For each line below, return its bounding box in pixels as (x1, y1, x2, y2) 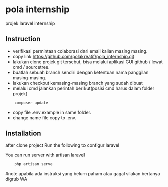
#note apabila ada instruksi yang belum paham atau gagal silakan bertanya (5, 171, 160, 177)
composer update (14, 100, 49, 105)
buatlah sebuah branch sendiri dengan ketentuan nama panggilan (12, 69, 149, 75)
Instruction (5, 35, 41, 43)
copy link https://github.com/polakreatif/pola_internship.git (12, 53, 135, 59)
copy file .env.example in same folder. (12, 109, 92, 115)
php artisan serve (14, 162, 53, 167)
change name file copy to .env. (12, 114, 77, 121)
